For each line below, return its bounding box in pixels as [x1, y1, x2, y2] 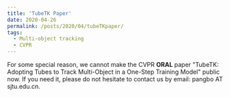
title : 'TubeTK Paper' [7, 10, 72, 17]
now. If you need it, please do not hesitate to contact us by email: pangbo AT [7, 75, 223, 83]
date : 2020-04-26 [7, 16, 57, 23]
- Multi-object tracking [13, 36, 84, 42]
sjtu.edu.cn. [7, 83, 41, 90]
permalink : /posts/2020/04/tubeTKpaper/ [7, 23, 125, 29]
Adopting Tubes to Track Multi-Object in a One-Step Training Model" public [7, 68, 220, 76]
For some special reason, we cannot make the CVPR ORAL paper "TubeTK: [7, 61, 219, 68]
